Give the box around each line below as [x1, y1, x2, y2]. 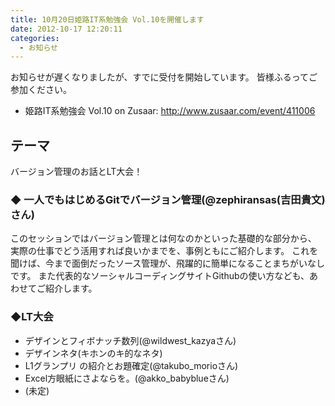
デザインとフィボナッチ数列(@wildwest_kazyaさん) [24, 334, 237, 346]
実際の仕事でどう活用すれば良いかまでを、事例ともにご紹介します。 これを [10, 245, 319, 257]
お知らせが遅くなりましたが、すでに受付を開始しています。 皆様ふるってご [10, 71, 318, 83]
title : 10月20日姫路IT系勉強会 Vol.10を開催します [10, 14, 205, 25]
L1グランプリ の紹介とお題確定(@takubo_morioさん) [24, 359, 239, 371]
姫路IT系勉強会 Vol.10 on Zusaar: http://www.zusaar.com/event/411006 [24, 105, 316, 117]
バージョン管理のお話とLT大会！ [10, 166, 143, 178]
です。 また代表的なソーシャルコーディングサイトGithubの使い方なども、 [10, 270, 310, 282]
